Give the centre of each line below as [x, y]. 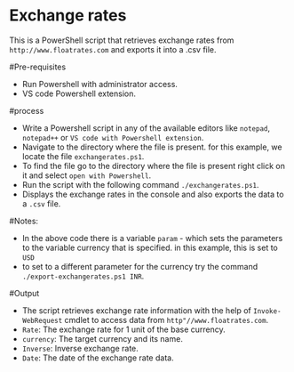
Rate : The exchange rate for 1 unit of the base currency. [124, 329]
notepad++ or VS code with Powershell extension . [113, 137]
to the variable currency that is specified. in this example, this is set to [150, 247]
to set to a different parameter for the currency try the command [140, 266]
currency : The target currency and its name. [103, 338]
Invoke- [267, 311]
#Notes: [24, 221]
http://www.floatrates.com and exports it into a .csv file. [113, 49]
